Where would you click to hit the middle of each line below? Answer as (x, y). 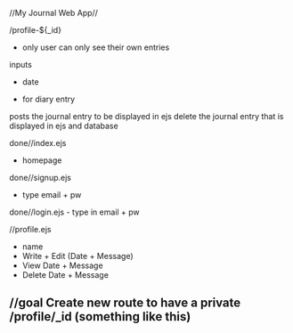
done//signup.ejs (40, 178)
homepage (42, 160)
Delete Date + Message (65, 275)
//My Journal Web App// (53, 13)
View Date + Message (63, 265)
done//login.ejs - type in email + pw (74, 212)
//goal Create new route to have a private (125, 303)
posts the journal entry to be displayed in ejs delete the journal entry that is (146, 116)
